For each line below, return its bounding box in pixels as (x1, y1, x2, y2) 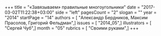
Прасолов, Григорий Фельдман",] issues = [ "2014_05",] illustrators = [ (4, 20, 152, 26)
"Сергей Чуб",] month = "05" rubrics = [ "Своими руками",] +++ (4, 25, 139, 31)
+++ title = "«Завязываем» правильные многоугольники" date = (4, 4, 140, 10)
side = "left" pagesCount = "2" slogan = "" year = (55, 9, 157, 15)
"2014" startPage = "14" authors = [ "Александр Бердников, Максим (4, 15, 148, 20)
